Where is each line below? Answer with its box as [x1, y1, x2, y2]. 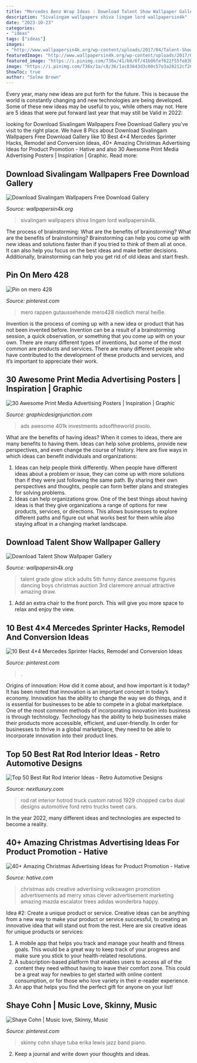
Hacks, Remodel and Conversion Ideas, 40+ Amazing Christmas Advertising [6, 140, 191, 147]
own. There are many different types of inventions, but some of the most [6, 339, 182, 346]
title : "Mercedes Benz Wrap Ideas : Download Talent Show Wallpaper [6, 8, 177, 15]
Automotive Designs [6, 758, 83, 769]
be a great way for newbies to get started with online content [14, 971, 162, 978]
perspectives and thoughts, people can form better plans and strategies [14, 482, 189, 489]
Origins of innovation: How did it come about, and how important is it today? [6, 682, 190, 689]
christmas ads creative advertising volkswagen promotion [20, 885, 161, 892]
